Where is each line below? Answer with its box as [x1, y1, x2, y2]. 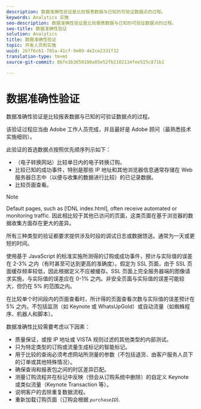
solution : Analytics [6, 31, 58, 37]
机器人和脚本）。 [16, 311, 56, 318]
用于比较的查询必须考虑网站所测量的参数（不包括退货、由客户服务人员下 [14, 351, 193, 358]
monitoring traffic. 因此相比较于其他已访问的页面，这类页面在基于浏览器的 [6, 212, 188, 219]
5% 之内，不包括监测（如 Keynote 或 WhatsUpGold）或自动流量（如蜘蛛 [6, 303, 185, 310]
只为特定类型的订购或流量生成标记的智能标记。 [14, 344, 130, 351]
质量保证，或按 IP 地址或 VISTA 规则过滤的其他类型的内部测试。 [14, 336, 172, 343]
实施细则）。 [6, 133, 35, 141]
